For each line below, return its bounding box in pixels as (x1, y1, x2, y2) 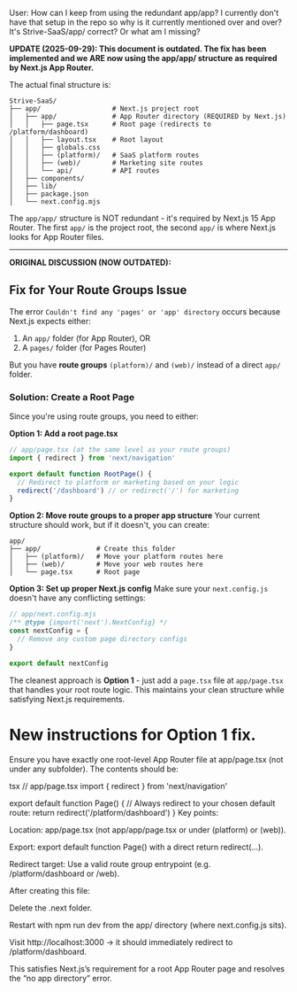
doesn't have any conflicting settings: (9, 593, 146, 603)
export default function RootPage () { (9, 469, 152, 478)
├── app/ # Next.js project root (9, 105, 200, 113)
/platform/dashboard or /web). (9, 868, 120, 879)
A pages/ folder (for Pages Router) (21, 342, 147, 353)
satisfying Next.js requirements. (9, 694, 126, 704)
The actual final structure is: (9, 80, 111, 89)
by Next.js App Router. (9, 62, 95, 73)
